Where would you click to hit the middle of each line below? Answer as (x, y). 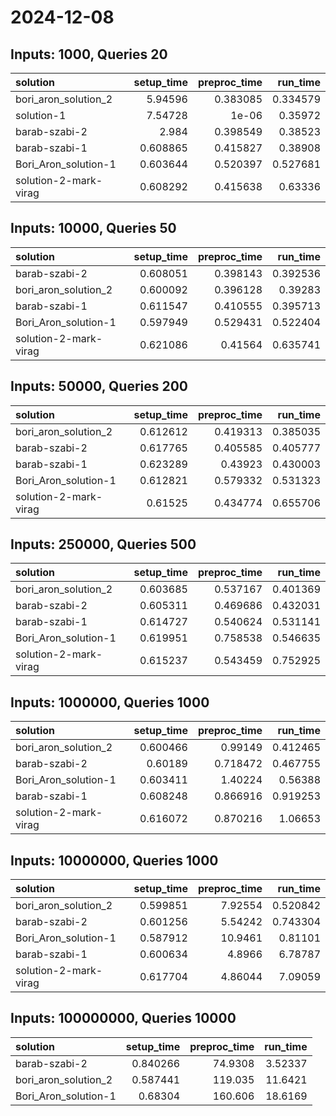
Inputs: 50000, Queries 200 (99, 386)
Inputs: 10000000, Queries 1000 (114, 860)
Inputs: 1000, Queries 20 (89, 54)
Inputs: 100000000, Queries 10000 (123, 1018)
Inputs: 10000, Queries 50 (93, 228)
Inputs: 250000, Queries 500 (103, 544)
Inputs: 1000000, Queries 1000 (110, 702)
